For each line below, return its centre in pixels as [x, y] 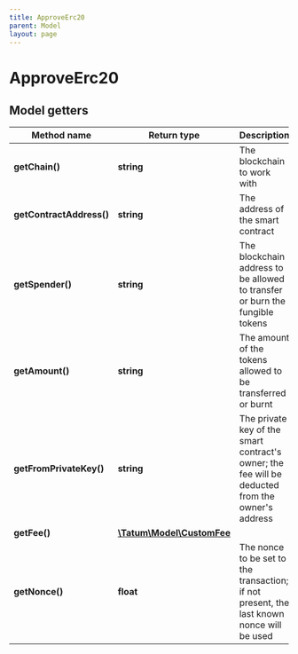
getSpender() [43, 285]
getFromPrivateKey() [59, 469]
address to [261, 268]
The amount [264, 338]
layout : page [33, 34]
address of [262, 209]
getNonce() [39, 592]
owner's [256, 508]
